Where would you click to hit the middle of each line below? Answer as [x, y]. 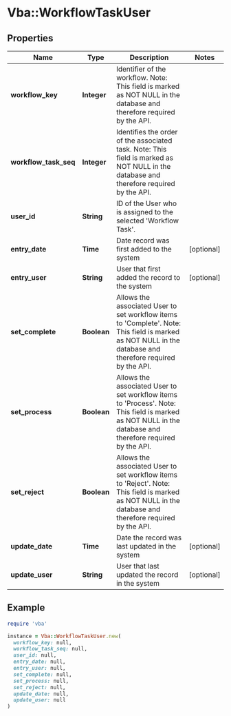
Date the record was [149, 538]
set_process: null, [41, 681]
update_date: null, [41, 694]
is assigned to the [144, 212]
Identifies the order [147, 132]
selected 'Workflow [147, 221]
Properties [30, 38]
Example [26, 608]
